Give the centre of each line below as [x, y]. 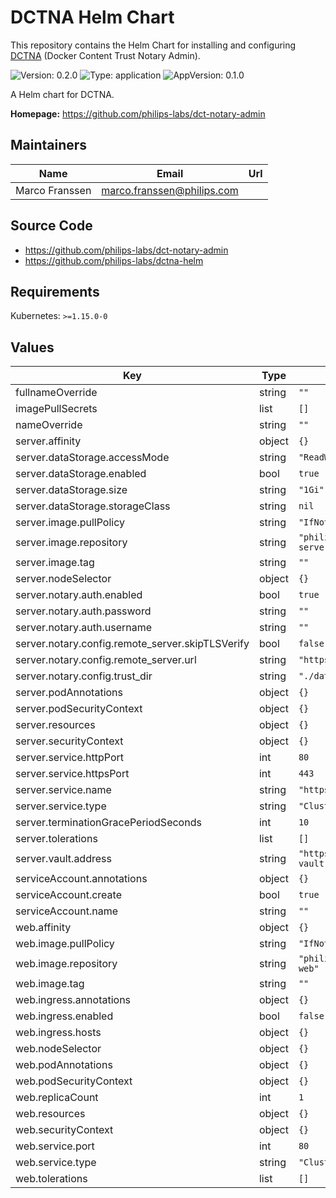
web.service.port [55, 1146]
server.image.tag [55, 563]
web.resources [50, 1114]
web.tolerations [51, 1179]
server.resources [55, 725]
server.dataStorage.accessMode [92, 458]
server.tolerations [56, 839]
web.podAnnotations [64, 1065]
